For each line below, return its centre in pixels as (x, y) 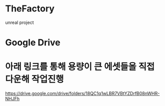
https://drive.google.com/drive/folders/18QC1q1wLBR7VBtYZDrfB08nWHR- (82, 94)
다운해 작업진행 (34, 79)
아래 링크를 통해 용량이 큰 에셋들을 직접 (80, 67)
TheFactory (30, 9)
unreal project (19, 22)
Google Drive (33, 43)
